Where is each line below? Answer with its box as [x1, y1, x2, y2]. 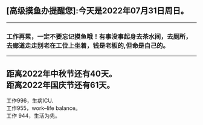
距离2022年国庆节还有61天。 [6, 80, 115, 90]
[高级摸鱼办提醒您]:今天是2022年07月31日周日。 [6, 5, 189, 16]
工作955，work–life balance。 [6, 104, 81, 112]
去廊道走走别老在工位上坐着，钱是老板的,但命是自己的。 [6, 41, 169, 50]
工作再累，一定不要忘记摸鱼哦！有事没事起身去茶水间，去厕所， [6, 32, 192, 40]
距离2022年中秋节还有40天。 [6, 68, 117, 79]
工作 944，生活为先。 [6, 112, 60, 119]
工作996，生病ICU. [6, 97, 54, 104]
